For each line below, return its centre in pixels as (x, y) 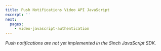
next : (11, 19)
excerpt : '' (18, 15)
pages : (17, 24)
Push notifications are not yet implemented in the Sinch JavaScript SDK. (81, 43)
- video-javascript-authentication (52, 29)
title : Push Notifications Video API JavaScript (57, 10)
